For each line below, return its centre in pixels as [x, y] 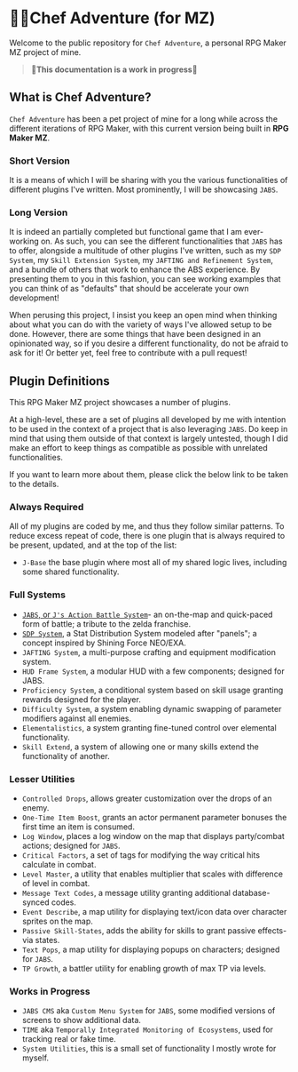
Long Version [39, 212]
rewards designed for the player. [82, 699]
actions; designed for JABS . [71, 846]
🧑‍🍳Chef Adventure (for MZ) [112, 18]
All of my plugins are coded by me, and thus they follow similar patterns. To [147, 526]
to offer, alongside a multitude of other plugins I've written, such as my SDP [145, 251]
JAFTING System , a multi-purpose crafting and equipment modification [149, 652]
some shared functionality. [71, 572]
